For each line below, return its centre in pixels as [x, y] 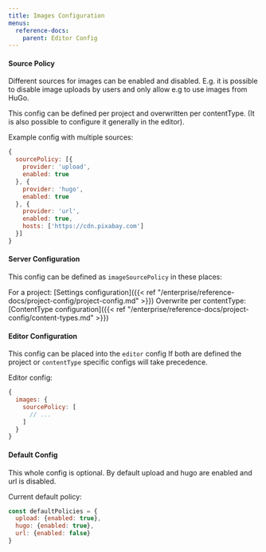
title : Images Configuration [57, 16]
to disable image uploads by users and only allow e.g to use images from [128, 89]
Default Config [33, 455]
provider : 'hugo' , [53, 189]
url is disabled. [32, 481]
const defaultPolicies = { [53, 511]
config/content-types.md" [51, 318]
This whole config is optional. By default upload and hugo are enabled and [130, 472]
